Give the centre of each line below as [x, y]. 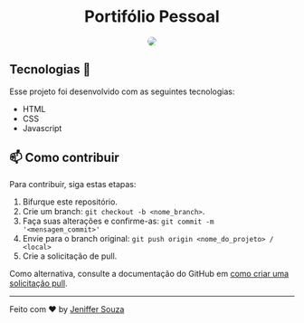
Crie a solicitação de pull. [70, 256]
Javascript [42, 128]
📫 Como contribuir [64, 158]
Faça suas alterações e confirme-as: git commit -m [118, 221]
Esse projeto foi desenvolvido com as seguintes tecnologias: [122, 91]
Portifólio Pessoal [152, 17]
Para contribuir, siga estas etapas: [73, 184]
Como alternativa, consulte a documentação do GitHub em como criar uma [149, 273]
